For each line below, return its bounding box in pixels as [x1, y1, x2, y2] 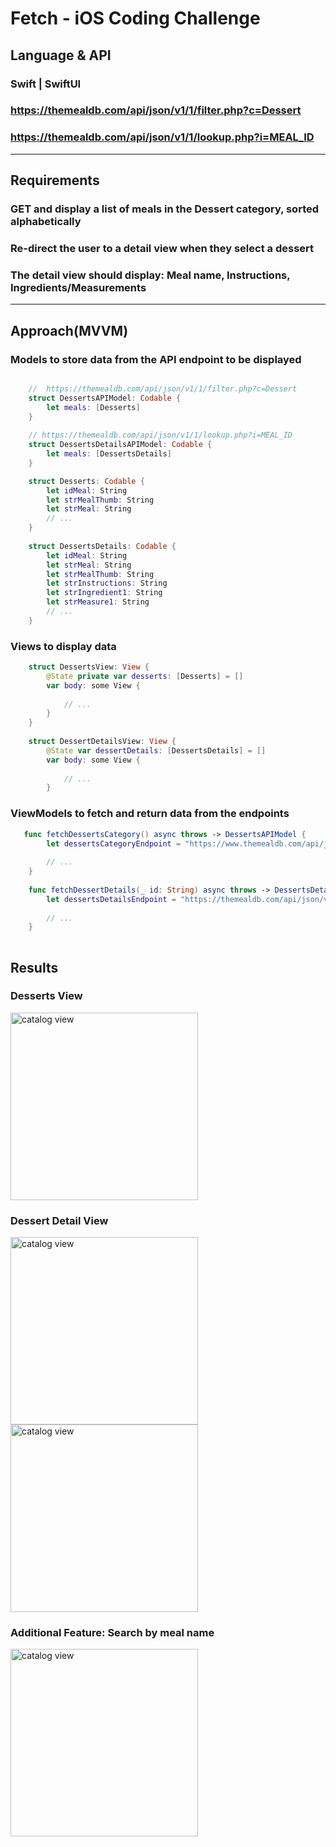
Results [10, 959, 59, 976]
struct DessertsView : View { [28, 662, 150, 672]
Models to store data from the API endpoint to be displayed [10, 352, 302, 366]
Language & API [10, 47, 112, 64]
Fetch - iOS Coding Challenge [10, 7, 261, 30]
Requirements [10, 172, 100, 189]
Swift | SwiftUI [10, 77, 82, 91]
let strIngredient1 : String [46, 588, 163, 598]
